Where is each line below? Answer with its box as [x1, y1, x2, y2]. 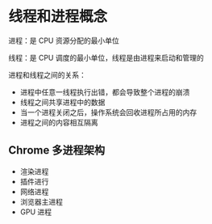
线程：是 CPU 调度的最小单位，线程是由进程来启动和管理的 [8, 53, 204, 62]
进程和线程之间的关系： [8, 70, 86, 79]
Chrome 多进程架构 [8, 143, 106, 158]
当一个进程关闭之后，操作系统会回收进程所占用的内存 [19, 107, 197, 117]
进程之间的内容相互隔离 [19, 117, 98, 127]
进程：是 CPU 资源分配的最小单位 [8, 36, 119, 45]
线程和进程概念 [8, 7, 108, 26]
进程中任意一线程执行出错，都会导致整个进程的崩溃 [19, 87, 190, 97]
